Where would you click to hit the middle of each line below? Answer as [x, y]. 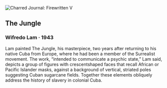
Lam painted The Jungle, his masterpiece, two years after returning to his [81, 48]
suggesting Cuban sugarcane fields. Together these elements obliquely [79, 75]
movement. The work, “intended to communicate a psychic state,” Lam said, [84, 59]
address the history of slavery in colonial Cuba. [54, 80]
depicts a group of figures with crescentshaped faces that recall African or [82, 64]
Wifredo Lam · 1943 [29, 38]
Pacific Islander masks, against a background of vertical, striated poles [78, 70]
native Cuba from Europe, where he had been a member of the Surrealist [80, 54]
